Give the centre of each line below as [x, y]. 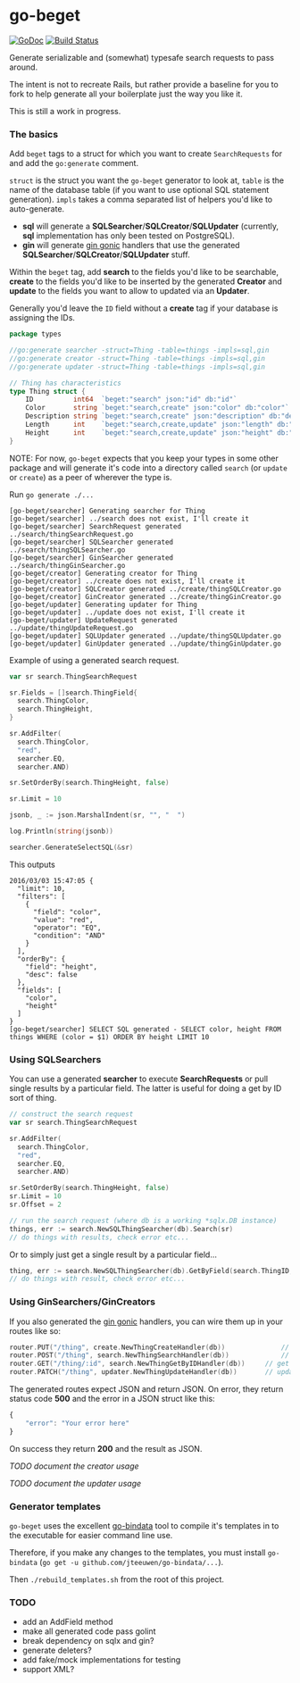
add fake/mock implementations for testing [101, 1660]
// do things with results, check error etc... [100, 1237]
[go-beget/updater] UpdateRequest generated [93, 620]
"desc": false [51, 974]
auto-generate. [37, 209]
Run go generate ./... [52, 494]
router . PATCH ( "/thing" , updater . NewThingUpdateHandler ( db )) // [142, 1372]
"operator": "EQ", [67, 928]
